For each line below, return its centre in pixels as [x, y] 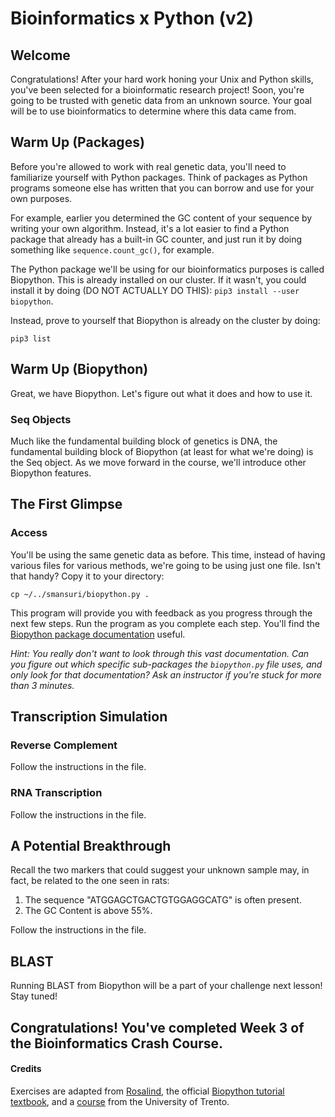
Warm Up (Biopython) [79, 369]
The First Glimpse [66, 504]
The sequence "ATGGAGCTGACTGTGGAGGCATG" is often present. [163, 900]
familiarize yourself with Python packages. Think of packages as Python [159, 177]
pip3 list [31, 338]
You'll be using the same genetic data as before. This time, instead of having [168, 554]
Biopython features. [51, 473]
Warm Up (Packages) [77, 142]
